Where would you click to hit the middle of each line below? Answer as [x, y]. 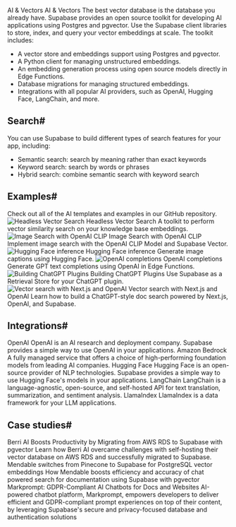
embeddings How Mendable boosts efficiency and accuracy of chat [106, 472]
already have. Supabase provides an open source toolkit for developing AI [114, 18]
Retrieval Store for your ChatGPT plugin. [66, 281]
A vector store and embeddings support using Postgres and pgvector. [119, 54]
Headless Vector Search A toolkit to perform [150, 221]
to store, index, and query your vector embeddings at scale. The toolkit [110, 32]
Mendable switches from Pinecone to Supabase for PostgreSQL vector [110, 465]
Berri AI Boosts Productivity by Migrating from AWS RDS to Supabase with [115, 442]
